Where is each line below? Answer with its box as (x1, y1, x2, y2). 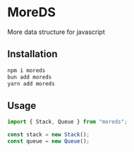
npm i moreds (7, 66, 46, 74)
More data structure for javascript (7, 28, 105, 36)
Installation (7, 48, 58, 60)
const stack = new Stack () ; (7, 131, 90, 139)
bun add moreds (7, 74, 52, 81)
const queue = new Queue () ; (7, 137, 90, 145)
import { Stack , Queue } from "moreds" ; (7, 118, 128, 126)
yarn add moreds (7, 80, 55, 87)
